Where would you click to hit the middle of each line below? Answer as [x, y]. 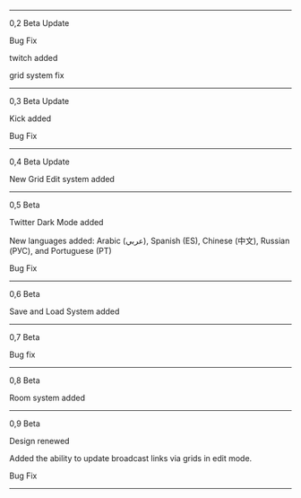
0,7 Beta [25, 337]
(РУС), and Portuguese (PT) [60, 251]
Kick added [30, 118]
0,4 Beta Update [39, 162]
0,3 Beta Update [39, 101]
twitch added [34, 58]
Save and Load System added [64, 311]
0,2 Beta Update [39, 23]
